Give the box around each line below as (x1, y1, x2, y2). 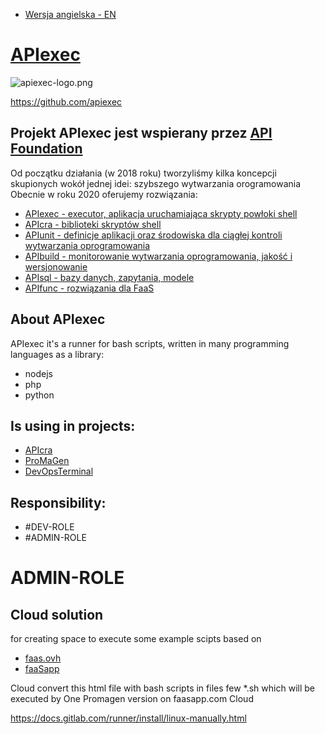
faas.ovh (24, 652, 62, 664)
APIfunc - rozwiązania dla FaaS (24, 282, 155, 294)
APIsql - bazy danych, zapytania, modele (24, 271, 195, 283)
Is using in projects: (10, 417, 136, 434)
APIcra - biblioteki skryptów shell (24, 218, 162, 230)
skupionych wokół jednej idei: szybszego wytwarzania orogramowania (10, 177, 302, 189)
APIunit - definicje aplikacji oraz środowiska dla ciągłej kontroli (24, 229, 283, 241)
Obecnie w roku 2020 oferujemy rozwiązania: (10, 188, 198, 200)
